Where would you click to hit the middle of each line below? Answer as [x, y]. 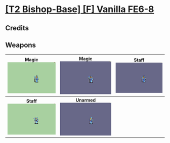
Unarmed [86, 100]
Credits [17, 28]
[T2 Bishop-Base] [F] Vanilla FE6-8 [80, 9]
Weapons [21, 45]
